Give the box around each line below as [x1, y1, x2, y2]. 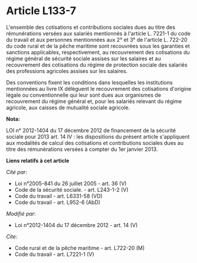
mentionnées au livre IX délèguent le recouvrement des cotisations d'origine [6, 85, 192, 92]
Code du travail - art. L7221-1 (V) [14, 251, 94, 258]
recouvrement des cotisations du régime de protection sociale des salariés [6, 61, 188, 68]
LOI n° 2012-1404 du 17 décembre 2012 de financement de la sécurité [6, 127, 176, 134]
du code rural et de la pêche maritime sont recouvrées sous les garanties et [6, 42, 191, 50]
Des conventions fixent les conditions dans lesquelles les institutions [6, 78, 173, 86]
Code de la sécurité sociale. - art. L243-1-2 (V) [14, 186, 129, 193]
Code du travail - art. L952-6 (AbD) [14, 199, 101, 206]
